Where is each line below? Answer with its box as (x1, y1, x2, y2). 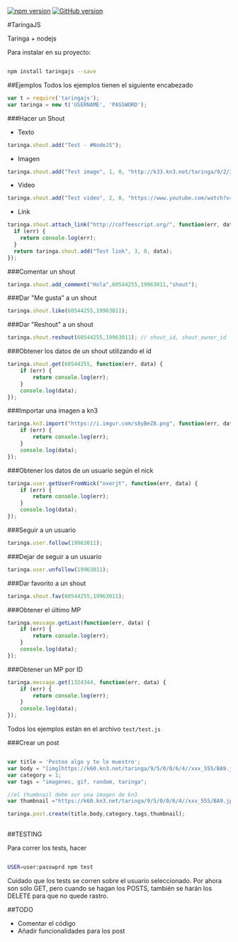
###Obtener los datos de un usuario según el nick (7, 466, 154, 475)
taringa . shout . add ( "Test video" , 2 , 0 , (7, 195, 125, 202)
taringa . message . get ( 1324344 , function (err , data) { (7, 678, 166, 686)
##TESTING (7, 830, 42, 838)
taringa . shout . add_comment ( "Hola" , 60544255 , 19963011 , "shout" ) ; (7, 281, 198, 288)
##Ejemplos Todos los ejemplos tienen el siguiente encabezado (7, 80, 193, 89)
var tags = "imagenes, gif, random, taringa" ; (7, 778, 147, 785)
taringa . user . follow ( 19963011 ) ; (7, 539, 103, 546)
